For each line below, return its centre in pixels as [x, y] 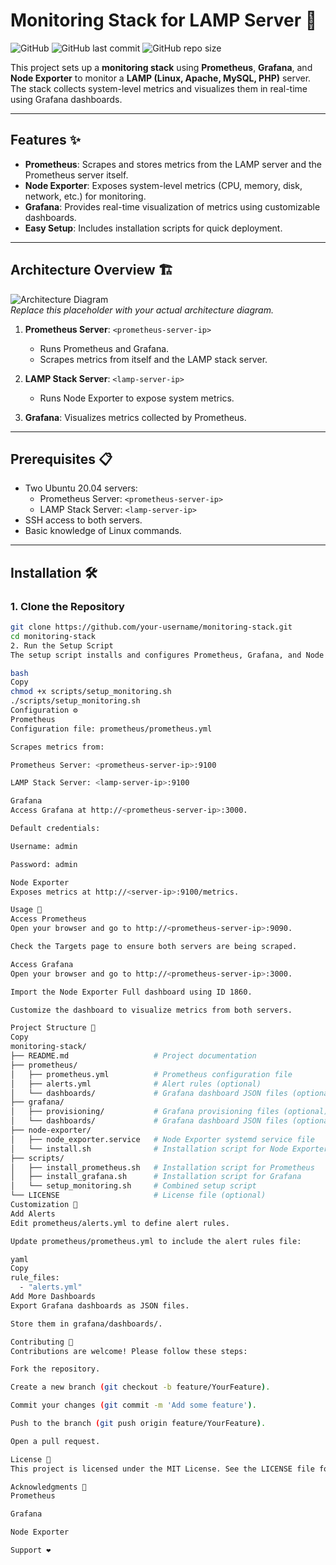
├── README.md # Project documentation [133, 1056]
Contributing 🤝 [42, 1342]
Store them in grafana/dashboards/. [86, 1324]
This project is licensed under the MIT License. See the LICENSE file [162, 1469]
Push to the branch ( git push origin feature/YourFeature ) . [138, 1424]
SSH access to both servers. [83, 520]
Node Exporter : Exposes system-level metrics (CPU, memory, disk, [163, 185]
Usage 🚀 [26, 910]
